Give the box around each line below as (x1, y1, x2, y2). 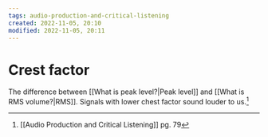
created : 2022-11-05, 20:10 (8, 19, 102, 27)
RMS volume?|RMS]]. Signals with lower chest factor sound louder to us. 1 (8, 96, 250, 106)
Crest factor (8, 61, 90, 79)
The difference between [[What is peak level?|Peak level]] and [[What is (8, 87, 245, 96)
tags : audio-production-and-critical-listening (8, 11, 170, 20)
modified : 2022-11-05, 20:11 (8, 26, 105, 34)
